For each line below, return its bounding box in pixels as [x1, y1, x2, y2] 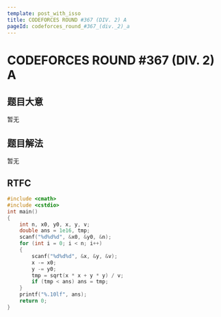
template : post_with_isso [7, 10, 81, 17]
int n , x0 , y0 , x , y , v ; [19, 221, 90, 228]
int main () [7, 208, 38, 215]
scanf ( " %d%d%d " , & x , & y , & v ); [31, 253, 118, 259]
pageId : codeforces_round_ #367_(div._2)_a [7, 23, 130, 30]
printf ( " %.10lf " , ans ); [19, 291, 88, 298]
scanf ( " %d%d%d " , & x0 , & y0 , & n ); [19, 234, 112, 241]
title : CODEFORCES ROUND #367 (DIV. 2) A [7, 16, 127, 23]
